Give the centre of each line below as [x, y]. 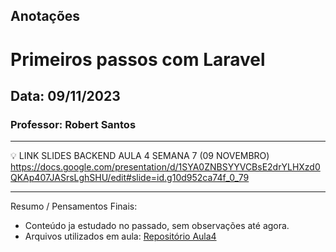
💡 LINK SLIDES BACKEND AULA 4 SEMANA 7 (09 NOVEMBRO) [140, 156]
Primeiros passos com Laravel [138, 59]
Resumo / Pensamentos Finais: [74, 206]
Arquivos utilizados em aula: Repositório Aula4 [120, 236]
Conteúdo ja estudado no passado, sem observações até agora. [157, 226]
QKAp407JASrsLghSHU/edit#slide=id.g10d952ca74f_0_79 [130, 178]
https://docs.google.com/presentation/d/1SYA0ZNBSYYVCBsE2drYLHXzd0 [165, 167]
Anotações [45, 16]
